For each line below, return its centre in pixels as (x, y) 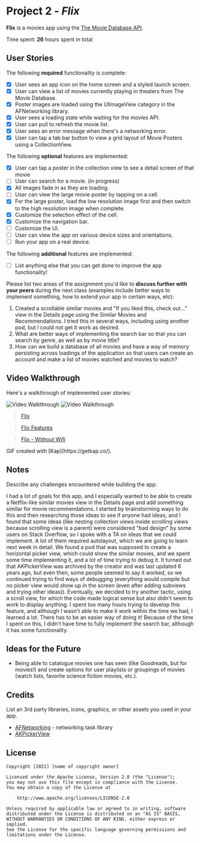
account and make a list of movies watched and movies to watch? (96, 359)
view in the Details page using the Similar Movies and (81, 314)
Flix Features (37, 427)
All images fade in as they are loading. (62, 188)
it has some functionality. (37, 630)
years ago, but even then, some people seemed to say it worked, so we (94, 573)
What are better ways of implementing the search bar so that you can (101, 333)
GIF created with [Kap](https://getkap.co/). (59, 451)
